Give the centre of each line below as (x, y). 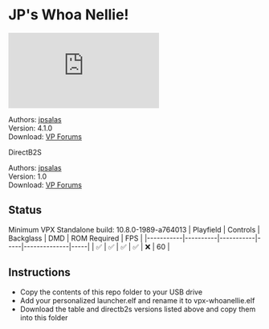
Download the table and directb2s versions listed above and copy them (138, 309)
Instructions (39, 272)
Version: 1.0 (28, 176)
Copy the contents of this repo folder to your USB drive (111, 292)
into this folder (44, 317)
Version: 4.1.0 (31, 128)
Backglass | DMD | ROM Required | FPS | (75, 238)
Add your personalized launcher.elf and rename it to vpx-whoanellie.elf (137, 300)
